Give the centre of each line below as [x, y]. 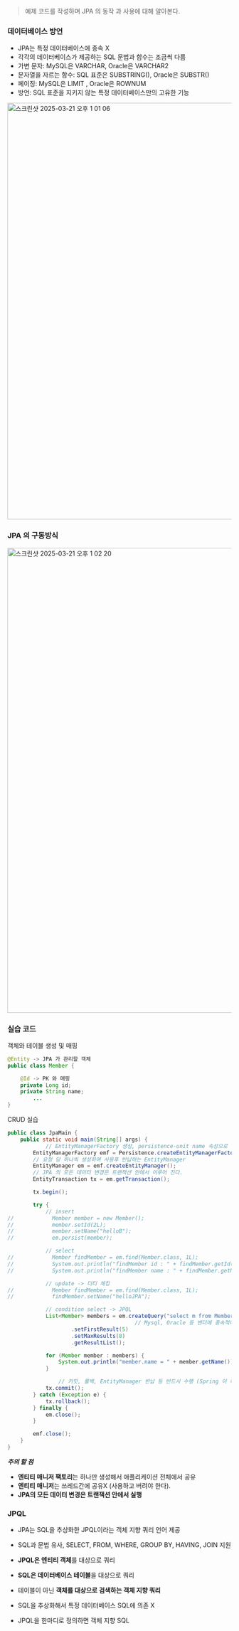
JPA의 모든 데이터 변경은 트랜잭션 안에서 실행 [80, 1494]
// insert [60, 1211]
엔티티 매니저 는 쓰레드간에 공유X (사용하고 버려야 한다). [94, 1485]
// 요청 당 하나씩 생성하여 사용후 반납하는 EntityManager [110, 1159]
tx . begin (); [51, 1192]
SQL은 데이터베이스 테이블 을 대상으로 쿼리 [76, 1576]
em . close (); [63, 1415]
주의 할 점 [21, 1462]
